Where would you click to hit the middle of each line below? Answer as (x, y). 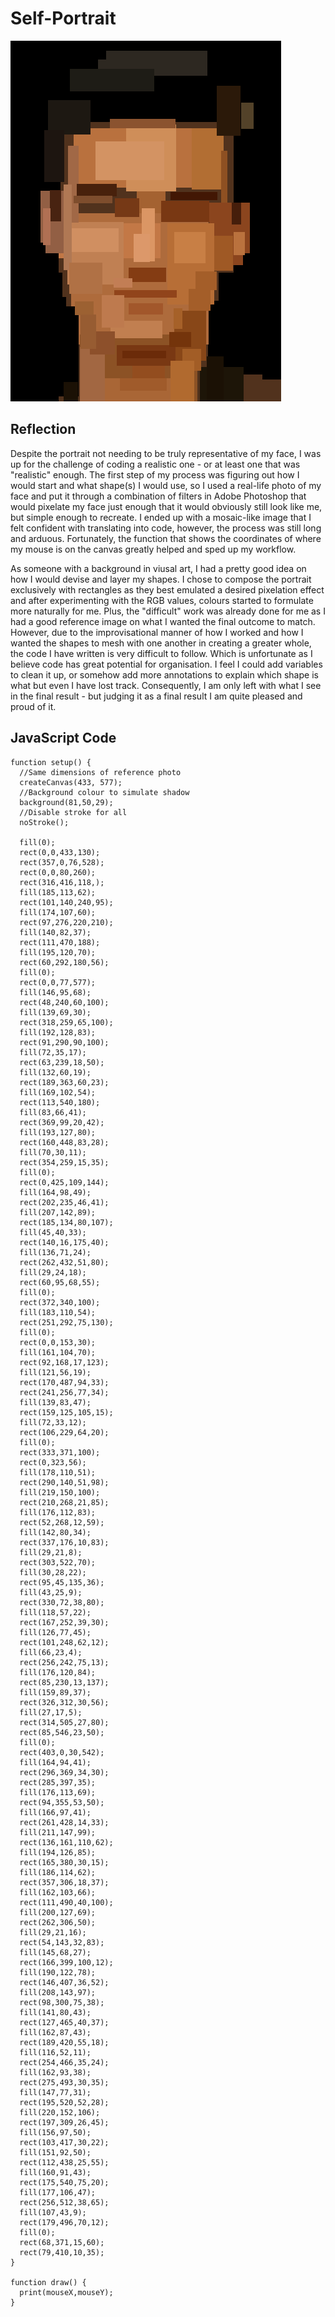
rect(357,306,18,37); (64, 1882)
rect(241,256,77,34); (64, 1392)
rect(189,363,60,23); (64, 1082)
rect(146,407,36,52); (64, 1982)
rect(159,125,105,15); (66, 1412)
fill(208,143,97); (58, 1992)
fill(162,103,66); (58, 1892)
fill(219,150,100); (60, 1492)
